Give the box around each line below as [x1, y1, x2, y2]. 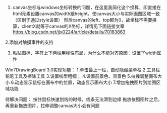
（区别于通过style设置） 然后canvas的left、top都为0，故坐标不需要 [12, 17, 152, 23]
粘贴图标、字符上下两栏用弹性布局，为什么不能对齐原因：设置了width [12, 50, 157, 56]
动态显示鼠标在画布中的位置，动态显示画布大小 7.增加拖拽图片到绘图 [15, 79, 156, 85]
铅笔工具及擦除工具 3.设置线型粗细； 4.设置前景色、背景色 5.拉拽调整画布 [5, 73, 158, 79]
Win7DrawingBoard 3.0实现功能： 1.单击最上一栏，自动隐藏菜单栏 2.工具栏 [5, 67, 160, 73]
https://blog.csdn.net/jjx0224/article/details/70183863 [12, 29, 126, 35]
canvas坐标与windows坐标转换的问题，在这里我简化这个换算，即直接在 [12, 5, 161, 10]
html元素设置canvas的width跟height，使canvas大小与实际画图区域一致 [12, 11, 160, 17]
